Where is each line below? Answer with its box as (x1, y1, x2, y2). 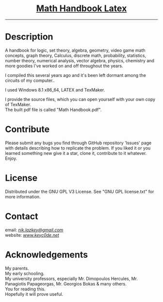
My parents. (5, 265, 29, 271)
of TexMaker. (5, 101, 32, 107)
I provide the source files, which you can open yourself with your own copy (5, 96, 156, 102)
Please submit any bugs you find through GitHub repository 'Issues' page (5, 140, 152, 146)
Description (5, 31, 53, 42)
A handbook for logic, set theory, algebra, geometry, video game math (5, 47, 146, 53)
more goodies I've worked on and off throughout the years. (5, 63, 123, 69)
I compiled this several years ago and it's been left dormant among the (5, 72, 147, 78)
